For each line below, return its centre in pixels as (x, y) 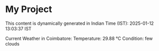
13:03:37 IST (19, 28)
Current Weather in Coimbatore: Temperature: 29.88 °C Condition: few (79, 38)
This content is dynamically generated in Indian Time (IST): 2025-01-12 (80, 23)
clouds (12, 43)
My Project (29, 9)
